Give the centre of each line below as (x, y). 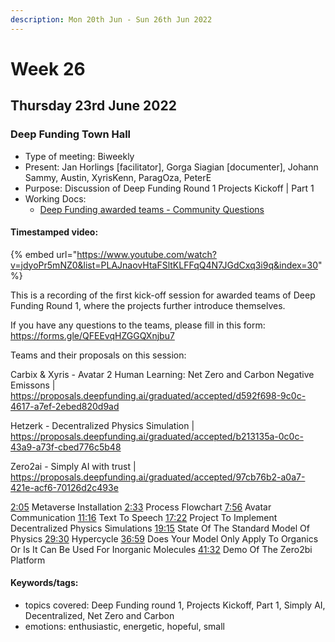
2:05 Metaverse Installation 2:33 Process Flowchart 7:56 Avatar (141, 507)
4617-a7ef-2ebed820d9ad (65, 406)
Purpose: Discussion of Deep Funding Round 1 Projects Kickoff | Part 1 (169, 188)
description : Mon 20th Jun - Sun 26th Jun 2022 (111, 19)
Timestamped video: (54, 232)
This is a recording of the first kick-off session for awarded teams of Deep (163, 295)
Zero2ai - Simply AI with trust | (73, 466)
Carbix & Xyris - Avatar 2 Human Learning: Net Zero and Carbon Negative (162, 374)
